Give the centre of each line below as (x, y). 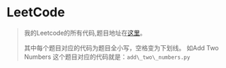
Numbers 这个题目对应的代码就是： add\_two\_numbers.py (107, 57)
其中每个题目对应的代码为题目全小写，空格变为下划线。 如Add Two (121, 47)
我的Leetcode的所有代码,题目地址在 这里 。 (85, 33)
